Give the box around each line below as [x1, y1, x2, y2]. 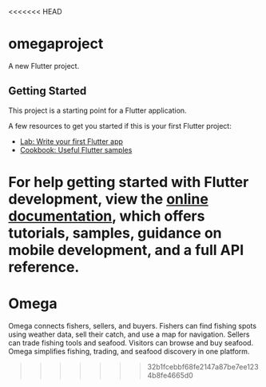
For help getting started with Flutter [8, 173, 249, 191]
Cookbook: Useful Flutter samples [19, 145, 133, 154]
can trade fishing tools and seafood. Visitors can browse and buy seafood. [8, 337, 254, 347]
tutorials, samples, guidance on [8, 224, 222, 242]
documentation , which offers [8, 207, 205, 225]
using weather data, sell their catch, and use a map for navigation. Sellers [8, 329, 250, 339]
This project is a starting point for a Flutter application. [8, 106, 187, 115]
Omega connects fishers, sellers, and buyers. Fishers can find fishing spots [8, 321, 257, 330]
